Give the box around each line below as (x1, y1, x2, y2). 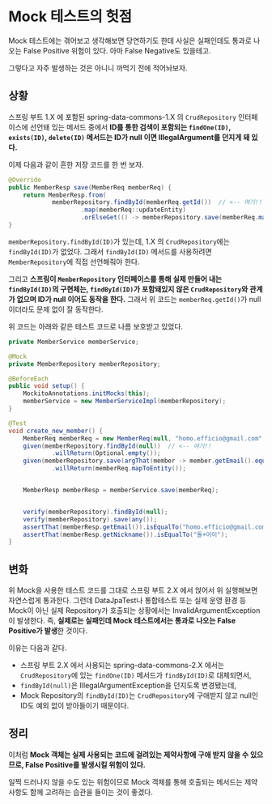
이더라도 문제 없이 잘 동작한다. (8, 304, 104, 314)
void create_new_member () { (8, 427, 104, 435)
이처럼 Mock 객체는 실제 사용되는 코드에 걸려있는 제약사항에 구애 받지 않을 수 (8, 750, 249, 759)
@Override (8, 176, 42, 184)
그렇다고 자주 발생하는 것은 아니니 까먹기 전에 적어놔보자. (8, 62, 188, 73)
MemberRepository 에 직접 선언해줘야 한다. (8, 257, 140, 266)
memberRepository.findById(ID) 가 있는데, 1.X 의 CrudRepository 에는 (8, 236, 231, 246)
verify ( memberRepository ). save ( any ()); (23, 515, 158, 523)
